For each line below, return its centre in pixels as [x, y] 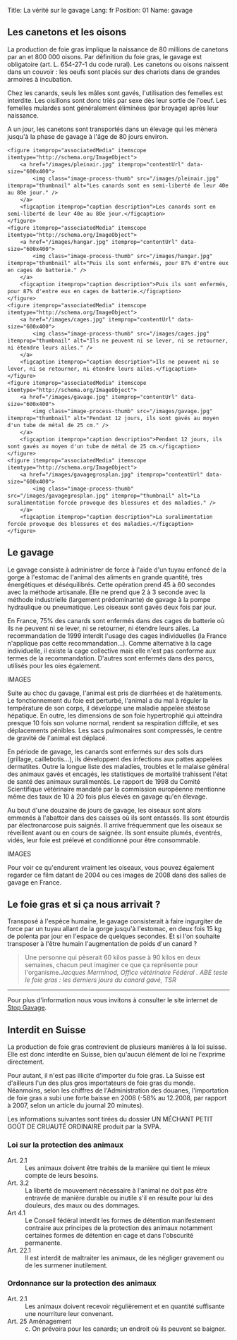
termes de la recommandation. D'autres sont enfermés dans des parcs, [111, 658]
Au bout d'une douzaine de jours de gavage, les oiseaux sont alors [104, 810]
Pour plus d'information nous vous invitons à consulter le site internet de [113, 1000]
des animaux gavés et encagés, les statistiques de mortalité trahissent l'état [117, 774]
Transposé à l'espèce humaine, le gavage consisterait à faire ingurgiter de [115, 921]
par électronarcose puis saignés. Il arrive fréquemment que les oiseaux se [115, 825]
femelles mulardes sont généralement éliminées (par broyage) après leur [113, 108]
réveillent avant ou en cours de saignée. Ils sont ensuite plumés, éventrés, [115, 832]
